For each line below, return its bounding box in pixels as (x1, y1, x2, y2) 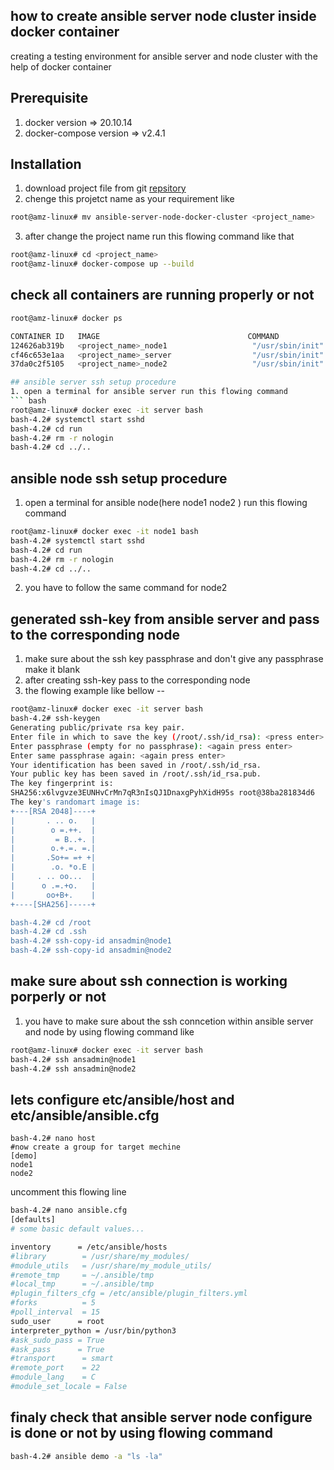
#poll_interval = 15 (10, 1307, 101, 1317)
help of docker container (10, 60, 112, 73)
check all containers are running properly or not (10, 287, 315, 304)
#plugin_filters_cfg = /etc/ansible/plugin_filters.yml (10, 1289, 248, 1299)
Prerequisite (10, 90, 89, 107)
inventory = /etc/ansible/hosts (10, 1242, 168, 1252)
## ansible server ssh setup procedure (10, 377, 177, 388)
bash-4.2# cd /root (10, 917, 92, 928)
